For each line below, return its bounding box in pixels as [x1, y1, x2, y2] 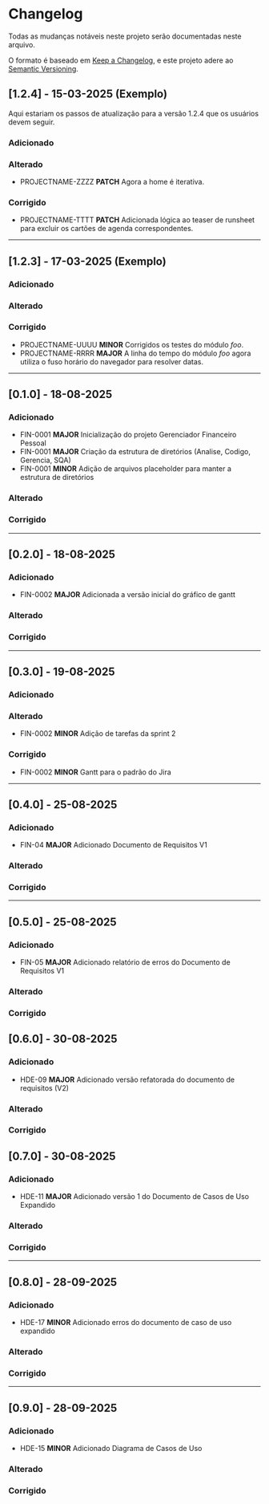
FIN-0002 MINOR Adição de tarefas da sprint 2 [19, 729, 176, 738]
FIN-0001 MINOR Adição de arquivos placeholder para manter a [19, 464, 232, 474]
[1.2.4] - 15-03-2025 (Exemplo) [8, 87, 168, 101]
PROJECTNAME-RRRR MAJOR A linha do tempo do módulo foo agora [19, 348, 251, 358]
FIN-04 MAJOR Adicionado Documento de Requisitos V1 [19, 840, 208, 850]
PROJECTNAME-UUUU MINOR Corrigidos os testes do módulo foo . [19, 339, 244, 349]
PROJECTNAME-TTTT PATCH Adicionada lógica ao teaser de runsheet [19, 215, 255, 225]
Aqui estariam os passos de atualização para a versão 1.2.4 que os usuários [8, 108, 259, 118]
